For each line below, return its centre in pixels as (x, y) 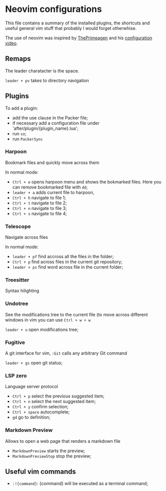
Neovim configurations (54, 9)
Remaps (18, 59)
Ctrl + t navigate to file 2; (39, 203)
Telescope (18, 226)
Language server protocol (32, 387)
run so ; (19, 133)
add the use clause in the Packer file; (50, 117)
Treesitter (17, 280)
